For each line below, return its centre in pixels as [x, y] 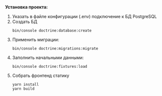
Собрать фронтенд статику [41, 76]
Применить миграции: [36, 39]
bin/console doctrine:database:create [52, 31]
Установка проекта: [27, 7]
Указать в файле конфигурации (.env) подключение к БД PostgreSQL [84, 16]
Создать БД [25, 22]
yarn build [23, 89]
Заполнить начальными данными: [48, 58]
